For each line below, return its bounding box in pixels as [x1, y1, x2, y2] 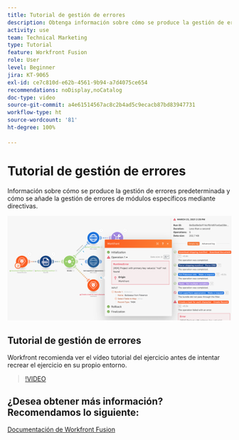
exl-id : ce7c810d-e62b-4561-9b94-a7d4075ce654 [7, 79, 148, 86]
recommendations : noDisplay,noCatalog [7, 86, 122, 94]
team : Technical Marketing [7, 34, 87, 41]
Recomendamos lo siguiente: [7, 406, 139, 419]
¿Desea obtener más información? [7, 395, 164, 407]
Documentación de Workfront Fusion [7, 425, 116, 434]
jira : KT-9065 [7, 71, 50, 78]
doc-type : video [7, 94, 55, 101]
